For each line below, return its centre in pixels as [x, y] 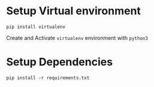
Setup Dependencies [59, 62]
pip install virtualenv [36, 27]
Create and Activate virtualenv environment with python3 [77, 38]
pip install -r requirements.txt [48, 78]
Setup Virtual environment [73, 11]
